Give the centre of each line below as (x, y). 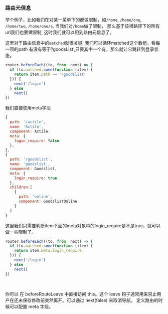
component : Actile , (30, 131)
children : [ (21, 187)
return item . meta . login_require (48, 251)
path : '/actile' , (28, 122)
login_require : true (36, 178)
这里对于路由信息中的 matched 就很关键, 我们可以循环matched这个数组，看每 (83, 43)
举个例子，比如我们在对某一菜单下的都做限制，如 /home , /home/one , (73, 20)
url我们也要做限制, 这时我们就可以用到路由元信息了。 (60, 32)
